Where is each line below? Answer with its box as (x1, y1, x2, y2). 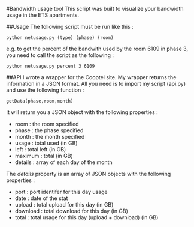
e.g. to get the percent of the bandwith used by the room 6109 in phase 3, (6, 45, 189, 52)
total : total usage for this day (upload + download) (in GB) (14, 214, 159, 221)
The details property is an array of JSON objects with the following (6, 171, 171, 177)
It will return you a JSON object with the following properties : (6, 109, 159, 116)
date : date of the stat (14, 195, 68, 202)
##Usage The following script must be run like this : (6, 23, 134, 30)
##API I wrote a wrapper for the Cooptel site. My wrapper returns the (6, 74, 177, 80)
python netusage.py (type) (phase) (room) (6, 35, 114, 41)
